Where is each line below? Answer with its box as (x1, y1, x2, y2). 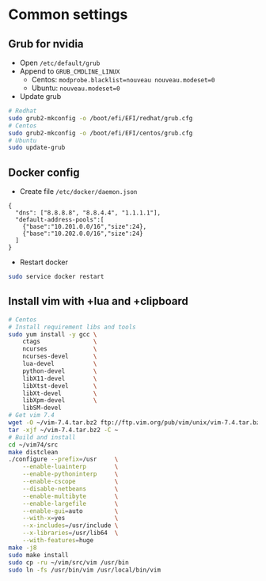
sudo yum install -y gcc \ (8, 330, 97, 338)
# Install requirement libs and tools (8, 323, 136, 331)
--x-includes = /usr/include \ (22, 522, 119, 530)
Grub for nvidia (8, 37, 85, 51)
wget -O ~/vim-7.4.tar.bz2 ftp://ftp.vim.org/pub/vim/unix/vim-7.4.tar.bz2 (8, 419, 264, 427)
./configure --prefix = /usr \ (8, 455, 119, 464)
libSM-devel (22, 404, 62, 412)
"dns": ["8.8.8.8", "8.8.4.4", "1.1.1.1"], (15, 209, 161, 217)
